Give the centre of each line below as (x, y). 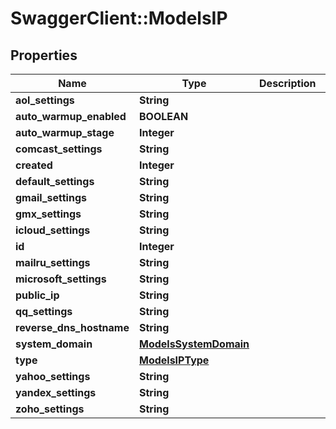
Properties (44, 55)
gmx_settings (48, 214)
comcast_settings (59, 149)
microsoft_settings (61, 279)
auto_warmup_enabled (71, 116)
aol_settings (45, 100)
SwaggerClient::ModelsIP (119, 18)
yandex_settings (56, 392)
